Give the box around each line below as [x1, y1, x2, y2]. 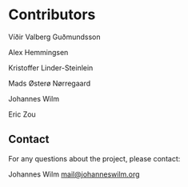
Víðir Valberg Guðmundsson [8, 32, 102, 42]
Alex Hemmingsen [8, 47, 69, 57]
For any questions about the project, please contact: [8, 153, 181, 163]
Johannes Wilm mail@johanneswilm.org [8, 169, 140, 179]
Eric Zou [8, 109, 36, 119]
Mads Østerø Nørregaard [8, 78, 91, 88]
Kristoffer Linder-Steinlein [8, 62, 94, 73]
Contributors [8, 6, 96, 24]
